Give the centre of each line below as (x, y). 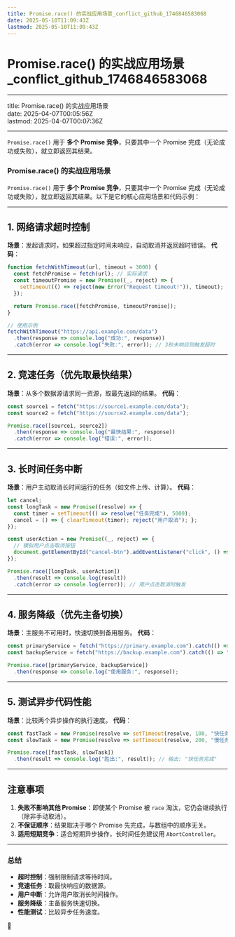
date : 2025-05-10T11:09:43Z (48, 20)
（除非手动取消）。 (43, 816)
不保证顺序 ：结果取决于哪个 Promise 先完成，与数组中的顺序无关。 (114, 825)
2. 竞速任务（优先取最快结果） (72, 375)
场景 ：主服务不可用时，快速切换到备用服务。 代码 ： (81, 633)
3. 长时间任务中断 (45, 469)
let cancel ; (24, 501)
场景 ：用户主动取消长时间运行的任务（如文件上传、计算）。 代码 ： (101, 487)
